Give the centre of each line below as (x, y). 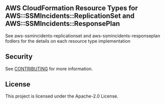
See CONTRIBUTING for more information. (49, 69)
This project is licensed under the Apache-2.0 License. (62, 96)
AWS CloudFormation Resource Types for (71, 8)
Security (19, 57)
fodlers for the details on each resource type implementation (68, 41)
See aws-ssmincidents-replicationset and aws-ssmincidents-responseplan (83, 36)
